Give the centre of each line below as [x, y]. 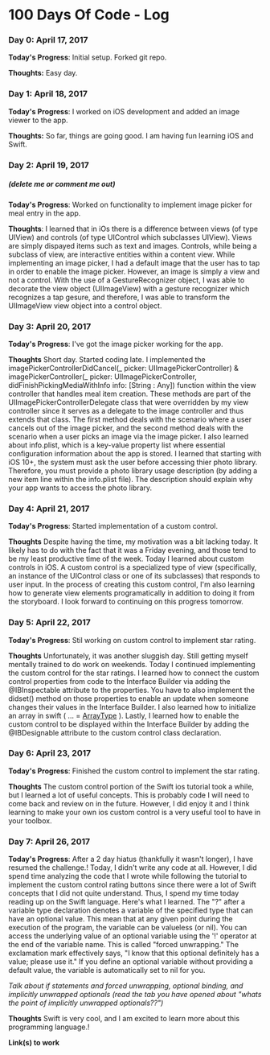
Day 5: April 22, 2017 [49, 623]
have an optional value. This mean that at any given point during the [121, 919]
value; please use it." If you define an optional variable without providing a [131, 962]
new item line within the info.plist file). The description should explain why [131, 479]
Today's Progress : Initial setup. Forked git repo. [88, 57]
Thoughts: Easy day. [43, 73]
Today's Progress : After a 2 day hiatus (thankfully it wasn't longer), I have [131, 859]
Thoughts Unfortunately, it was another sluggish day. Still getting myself [129, 655]
